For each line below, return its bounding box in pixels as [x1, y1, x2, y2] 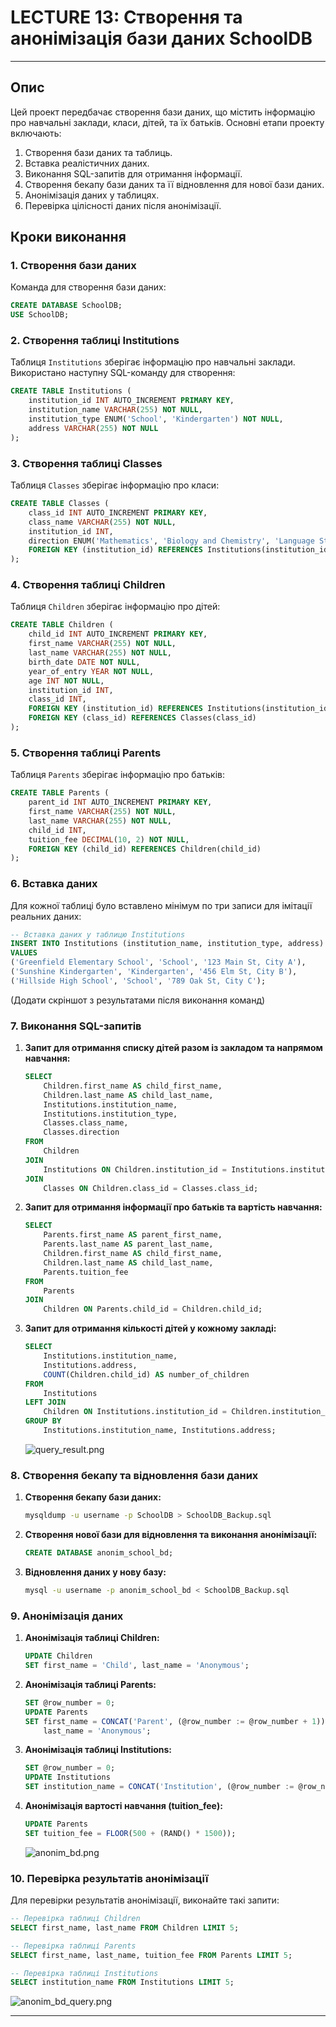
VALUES [10, 948, 38, 958]
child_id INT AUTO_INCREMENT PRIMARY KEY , [28, 629, 208, 640]
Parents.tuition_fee [43, 1267, 129, 1277]
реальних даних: [10, 910, 82, 922]
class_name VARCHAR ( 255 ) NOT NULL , [28, 517, 177, 527]
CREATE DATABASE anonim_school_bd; [24, 1548, 174, 1558]
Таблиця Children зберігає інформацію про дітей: [10, 601, 221, 613]
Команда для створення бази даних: [10, 281, 167, 293]
